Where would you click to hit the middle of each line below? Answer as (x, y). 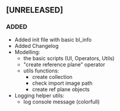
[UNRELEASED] (35, 10)
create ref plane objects (61, 89)
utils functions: (41, 71)
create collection (52, 77)
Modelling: (27, 52)
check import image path (62, 83)
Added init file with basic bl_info (53, 39)
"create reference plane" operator (64, 64)
